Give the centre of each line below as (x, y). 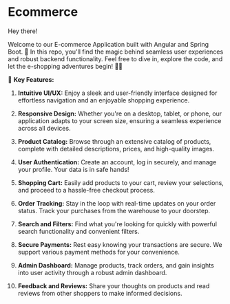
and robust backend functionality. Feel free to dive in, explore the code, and (115, 58)
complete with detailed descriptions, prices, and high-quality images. (116, 149)
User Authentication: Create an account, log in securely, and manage (117, 162)
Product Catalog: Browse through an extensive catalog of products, (114, 141)
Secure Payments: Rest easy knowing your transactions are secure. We (120, 244)
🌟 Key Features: (31, 79)
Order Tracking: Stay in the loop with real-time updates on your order (117, 203)
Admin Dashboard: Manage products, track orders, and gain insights (116, 265)
